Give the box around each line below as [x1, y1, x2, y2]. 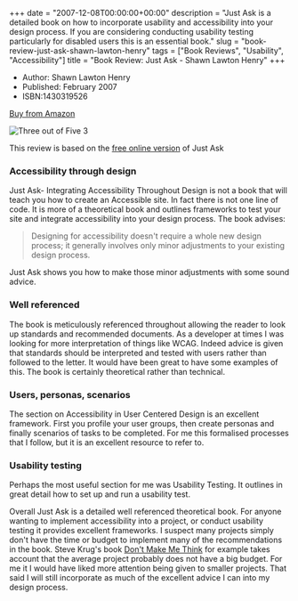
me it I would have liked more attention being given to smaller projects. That [9, 563, 287, 573]
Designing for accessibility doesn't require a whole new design [30, 231, 262, 241]
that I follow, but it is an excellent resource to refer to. [9, 436, 205, 448]
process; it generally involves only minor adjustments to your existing [30, 240, 286, 251]
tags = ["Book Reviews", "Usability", [152, 45, 284, 56]
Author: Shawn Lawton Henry [21, 72, 131, 83]
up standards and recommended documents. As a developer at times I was [9, 329, 285, 339]
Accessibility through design [9, 165, 137, 177]
